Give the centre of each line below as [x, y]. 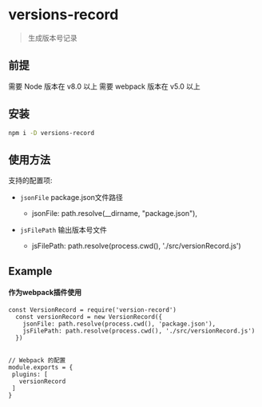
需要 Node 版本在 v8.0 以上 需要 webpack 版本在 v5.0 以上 [105, 86]
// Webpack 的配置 [37, 360]
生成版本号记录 [52, 38]
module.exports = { [41, 367]
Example [30, 271]
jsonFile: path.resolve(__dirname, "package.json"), [115, 213]
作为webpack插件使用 [45, 293]
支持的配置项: [31, 181]
